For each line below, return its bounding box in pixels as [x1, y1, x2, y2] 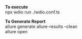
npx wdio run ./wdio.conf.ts [5, 9, 60, 15]
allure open [5, 29, 28, 34]
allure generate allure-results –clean [5, 24, 78, 29]
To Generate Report [5, 19, 46, 24]
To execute [5, 4, 28, 10]
